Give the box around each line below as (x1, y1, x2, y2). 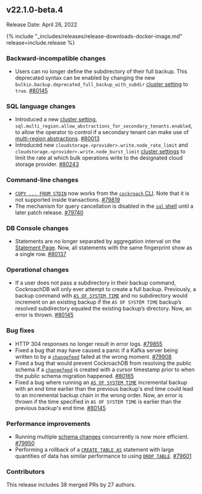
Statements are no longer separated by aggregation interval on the (14, 238, 181, 245)
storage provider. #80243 (14, 161, 80, 168)
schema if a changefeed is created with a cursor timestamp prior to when (14, 365, 195, 373)
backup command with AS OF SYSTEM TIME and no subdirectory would (14, 292, 188, 300)
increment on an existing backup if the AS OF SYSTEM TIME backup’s (14, 298, 182, 306)
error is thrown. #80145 (14, 311, 74, 319)
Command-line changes (6, 176, 79, 184)
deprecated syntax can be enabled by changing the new (14, 74, 156, 82)
